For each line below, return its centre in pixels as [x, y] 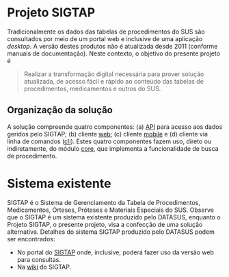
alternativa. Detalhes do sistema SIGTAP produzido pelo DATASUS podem [111, 232]
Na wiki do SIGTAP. [44, 267]
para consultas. [39, 259]
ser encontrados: [31, 239]
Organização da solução [60, 110]
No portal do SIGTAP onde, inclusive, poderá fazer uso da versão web [115, 252]
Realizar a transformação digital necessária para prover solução [114, 74]
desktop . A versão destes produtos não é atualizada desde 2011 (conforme [112, 46]
